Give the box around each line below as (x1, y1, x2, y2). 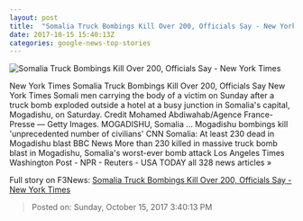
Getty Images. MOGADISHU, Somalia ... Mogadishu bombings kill (46, 119, 289, 130)
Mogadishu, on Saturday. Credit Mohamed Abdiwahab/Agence (9, 109, 242, 120)
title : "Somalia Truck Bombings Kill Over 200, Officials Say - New (9, 22, 277, 31)
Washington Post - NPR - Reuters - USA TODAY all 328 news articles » (9, 157, 272, 168)
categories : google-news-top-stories (9, 38, 151, 48)
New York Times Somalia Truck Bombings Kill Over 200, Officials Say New (9, 80, 286, 91)
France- (243, 109, 273, 120)
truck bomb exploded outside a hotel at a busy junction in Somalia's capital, (9, 100, 290, 111)
